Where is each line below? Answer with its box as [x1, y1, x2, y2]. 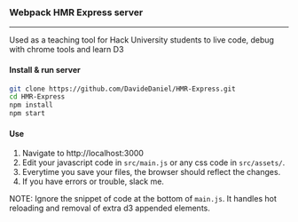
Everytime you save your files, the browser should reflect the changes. [21, 167, 281, 178]
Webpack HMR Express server [9, 6, 144, 19]
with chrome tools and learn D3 [9, 44, 124, 55]
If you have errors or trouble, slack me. [21, 176, 164, 187]
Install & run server [9, 64, 82, 75]
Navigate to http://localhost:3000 [21, 148, 145, 159]
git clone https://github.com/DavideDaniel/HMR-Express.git [9, 84, 237, 93]
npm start [9, 109, 46, 118]
